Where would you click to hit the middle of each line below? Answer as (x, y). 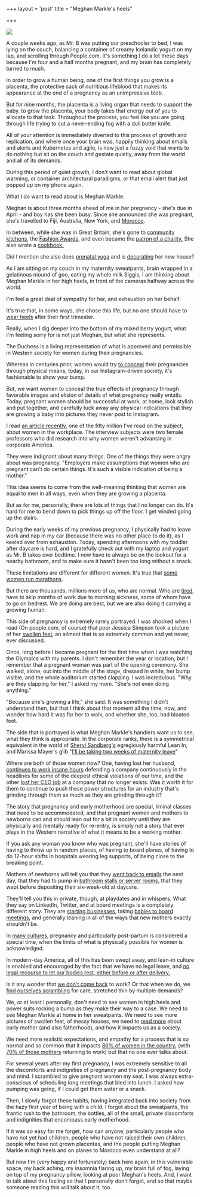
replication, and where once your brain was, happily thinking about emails (97, 141)
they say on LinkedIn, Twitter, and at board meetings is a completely (90, 905)
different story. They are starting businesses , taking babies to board (90, 911)
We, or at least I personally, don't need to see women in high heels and (93, 1002)
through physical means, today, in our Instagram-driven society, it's (89, 371)
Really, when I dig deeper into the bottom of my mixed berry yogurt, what (96, 328)
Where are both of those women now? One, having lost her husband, (91, 763)
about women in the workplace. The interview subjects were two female (95, 432)
